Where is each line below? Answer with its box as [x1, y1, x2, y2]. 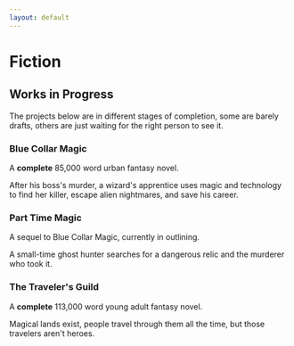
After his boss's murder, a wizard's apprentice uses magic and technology [9, 179, 282, 190]
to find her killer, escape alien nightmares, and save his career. [9, 189, 239, 200]
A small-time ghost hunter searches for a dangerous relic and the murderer [9, 249, 285, 259]
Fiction [9, 51, 61, 71]
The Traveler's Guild [9, 281, 100, 293]
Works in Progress [9, 86, 114, 103]
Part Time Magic [9, 211, 82, 224]
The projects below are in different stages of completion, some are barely [9, 111, 279, 121]
